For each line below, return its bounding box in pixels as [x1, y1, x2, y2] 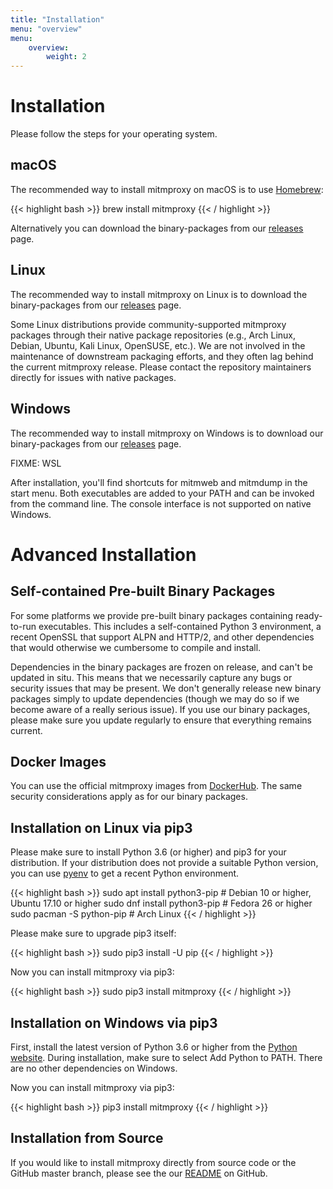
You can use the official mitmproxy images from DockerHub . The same [10, 780, 303, 792]
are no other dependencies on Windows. [10, 1062, 178, 1074]
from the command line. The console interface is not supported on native [10, 497, 312, 510]
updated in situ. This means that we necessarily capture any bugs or [10, 671, 293, 683]
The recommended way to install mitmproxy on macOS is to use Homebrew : [10, 183, 324, 195]
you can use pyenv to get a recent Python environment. [10, 867, 240, 880]
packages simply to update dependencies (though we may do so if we [10, 692, 300, 705]
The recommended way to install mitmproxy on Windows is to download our [10, 427, 324, 439]
